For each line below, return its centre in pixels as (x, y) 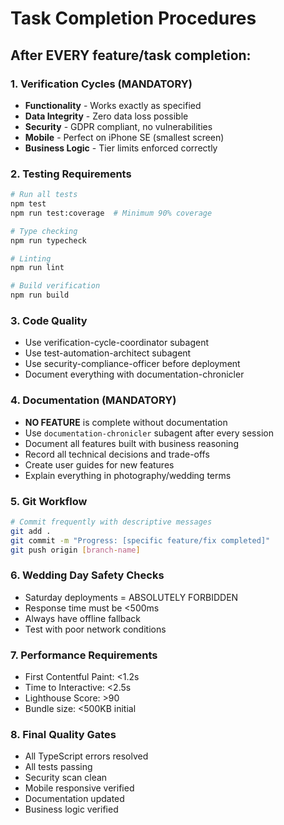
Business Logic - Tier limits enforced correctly (121, 148)
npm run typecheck (48, 240)
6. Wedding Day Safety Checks (87, 575)
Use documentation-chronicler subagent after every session (149, 433)
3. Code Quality (49, 320)
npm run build (40, 295)
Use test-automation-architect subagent (108, 353)
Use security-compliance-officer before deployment (132, 364)
